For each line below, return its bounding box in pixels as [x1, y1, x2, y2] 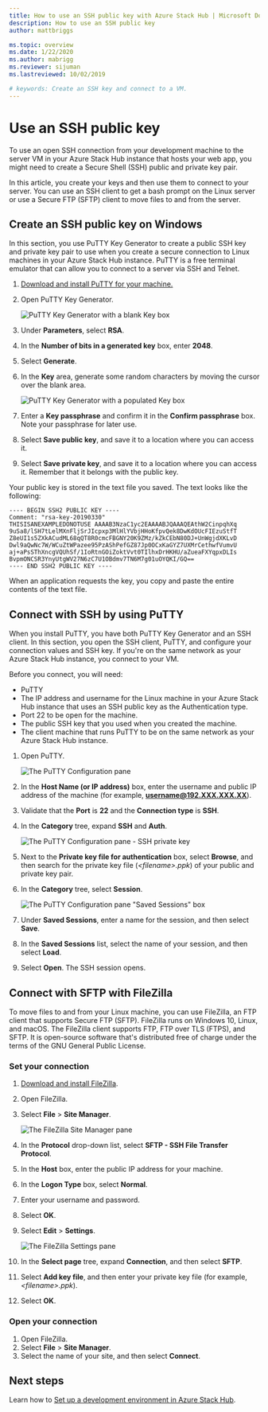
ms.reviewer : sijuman [9, 63, 81, 72]
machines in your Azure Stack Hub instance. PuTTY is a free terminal [9, 255, 235, 265]
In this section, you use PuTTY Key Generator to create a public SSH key [9, 239, 247, 248]
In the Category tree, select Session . [20, 885, 143, 894]
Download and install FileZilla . [20, 1079, 118, 1088]
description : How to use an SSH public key [9, 19, 156, 27]
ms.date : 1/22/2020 [9, 49, 74, 56]
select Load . [20, 947, 62, 957]
